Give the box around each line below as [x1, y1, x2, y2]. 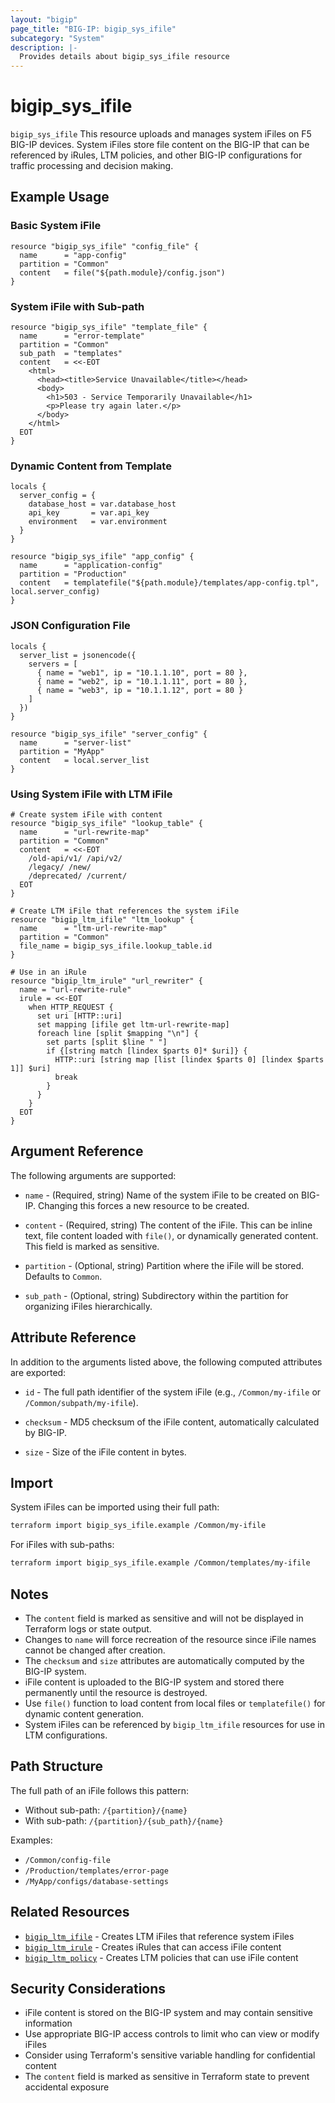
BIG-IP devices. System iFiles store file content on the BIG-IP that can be [10, 139, 310, 151]
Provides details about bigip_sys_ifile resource [19, 52, 230, 62]
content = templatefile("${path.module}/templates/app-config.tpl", [19, 578, 320, 588]
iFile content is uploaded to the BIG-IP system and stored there [24, 1676, 285, 1688]
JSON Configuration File [10, 619, 131, 633]
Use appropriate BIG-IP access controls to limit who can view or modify [24, 2028, 320, 2040]
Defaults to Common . [24, 1270, 103, 1282]
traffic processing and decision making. [10, 160, 174, 172]
